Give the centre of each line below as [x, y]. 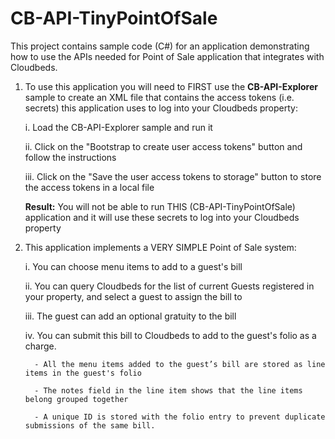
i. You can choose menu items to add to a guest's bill [133, 266]
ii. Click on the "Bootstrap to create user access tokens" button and [163, 146]
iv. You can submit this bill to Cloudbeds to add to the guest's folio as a [170, 335]
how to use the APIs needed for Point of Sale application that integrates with [167, 56]
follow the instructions [70, 157]
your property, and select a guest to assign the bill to [133, 296]
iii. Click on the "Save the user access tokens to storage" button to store [173, 176]
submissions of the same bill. [90, 425]
